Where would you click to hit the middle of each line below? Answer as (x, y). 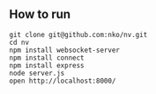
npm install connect (47, 58)
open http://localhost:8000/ (63, 81)
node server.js (37, 73)
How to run (40, 14)
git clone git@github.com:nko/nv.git (78, 34)
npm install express (47, 65)
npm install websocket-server (65, 50)
